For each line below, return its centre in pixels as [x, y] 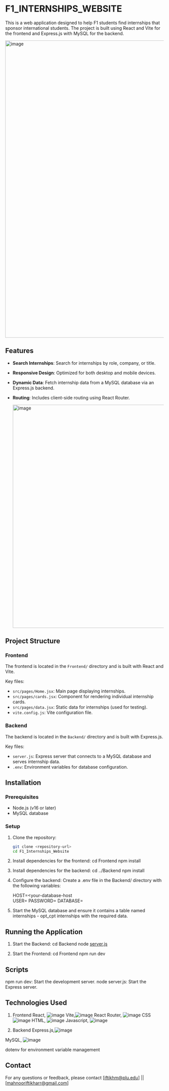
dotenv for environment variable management [53, 1049]
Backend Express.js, [33, 1030]
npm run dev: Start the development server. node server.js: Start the [76, 982]
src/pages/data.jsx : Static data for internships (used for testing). [80, 707]
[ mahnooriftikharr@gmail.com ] [37, 1083]
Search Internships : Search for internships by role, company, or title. [84, 363]
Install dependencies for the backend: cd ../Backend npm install [78, 871]
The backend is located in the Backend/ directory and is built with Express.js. [84, 736]
